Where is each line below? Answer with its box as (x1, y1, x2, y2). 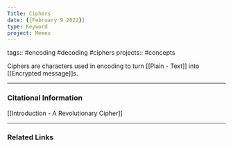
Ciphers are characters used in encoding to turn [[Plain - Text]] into (7, 62, 200, 70)
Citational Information (7, 93, 83, 103)
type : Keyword (7, 23, 49, 30)
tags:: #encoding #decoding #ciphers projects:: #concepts (7, 49, 175, 57)
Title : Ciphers (7, 10, 51, 17)
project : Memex (7, 29, 51, 37)
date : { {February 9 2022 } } (7, 17, 85, 24)
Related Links (7, 132, 54, 142)
